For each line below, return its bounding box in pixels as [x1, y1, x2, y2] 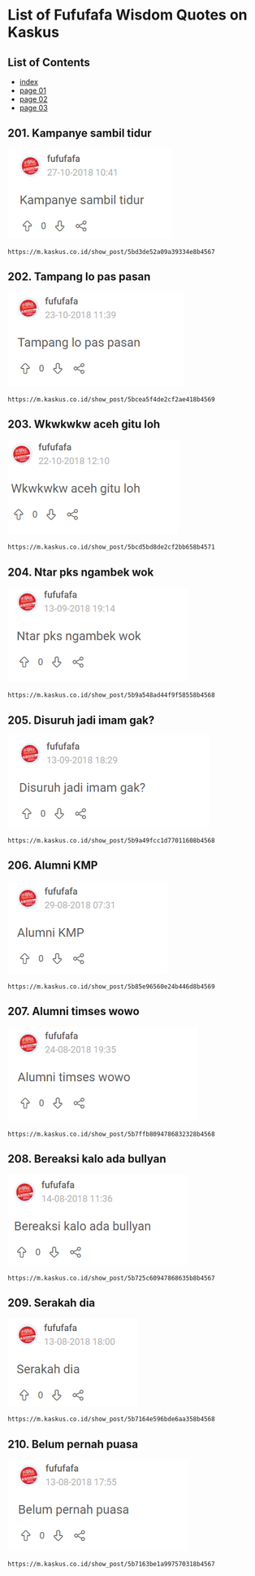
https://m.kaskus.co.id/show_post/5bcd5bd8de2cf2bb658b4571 [7, 543, 216, 551]
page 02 [19, 94, 48, 103]
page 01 [19, 85, 46, 95]
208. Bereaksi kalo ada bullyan [7, 1152, 167, 1166]
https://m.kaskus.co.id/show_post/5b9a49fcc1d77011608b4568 [7, 837, 216, 845]
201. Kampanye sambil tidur [7, 126, 152, 140]
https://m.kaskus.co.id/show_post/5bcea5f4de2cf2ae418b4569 [7, 395, 216, 404]
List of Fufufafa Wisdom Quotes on [7, 6, 249, 24]
